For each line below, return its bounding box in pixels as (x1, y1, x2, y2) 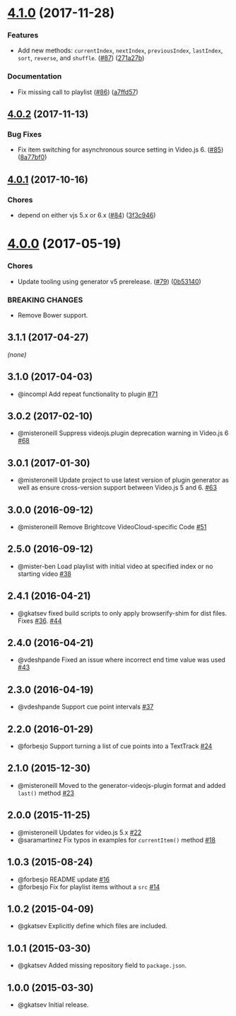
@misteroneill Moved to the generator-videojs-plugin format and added (17, 781, 226, 789)
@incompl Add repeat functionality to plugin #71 (17, 390, 158, 398)
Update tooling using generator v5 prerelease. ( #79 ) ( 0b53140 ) (17, 277, 201, 286)
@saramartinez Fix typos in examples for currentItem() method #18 (17, 835, 216, 844)
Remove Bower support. (17, 310, 88, 320)
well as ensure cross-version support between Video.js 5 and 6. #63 (17, 483, 218, 492)
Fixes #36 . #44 (17, 616, 62, 625)
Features (7, 30, 39, 40)
